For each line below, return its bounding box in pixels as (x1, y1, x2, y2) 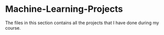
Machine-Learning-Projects (5, 3, 123, 15)
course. (5, 25, 21, 31)
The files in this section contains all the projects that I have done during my (5, 20, 160, 26)
